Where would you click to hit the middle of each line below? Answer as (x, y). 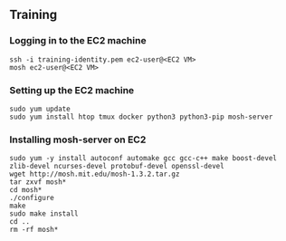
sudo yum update (40, 109)
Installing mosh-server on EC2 (78, 140)
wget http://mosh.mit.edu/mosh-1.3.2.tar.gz (95, 174)
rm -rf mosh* (34, 230)
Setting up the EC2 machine (72, 90)
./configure (32, 198)
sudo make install (44, 214)
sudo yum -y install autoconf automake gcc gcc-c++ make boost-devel (143, 159)
